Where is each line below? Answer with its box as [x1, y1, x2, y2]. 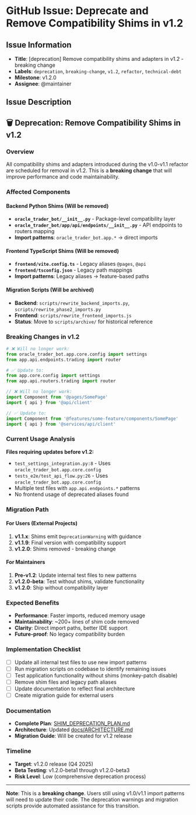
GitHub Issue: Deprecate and [6, 4, 149, 18]
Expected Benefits [6, 598, 60, 607]
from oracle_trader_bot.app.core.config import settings [6, 351, 148, 357]
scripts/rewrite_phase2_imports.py [14, 306, 101, 313]
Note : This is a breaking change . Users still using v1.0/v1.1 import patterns [6, 789, 185, 797]
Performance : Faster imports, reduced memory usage [14, 612, 146, 619]
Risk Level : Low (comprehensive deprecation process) [14, 773, 146, 780]
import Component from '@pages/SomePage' [6, 394, 108, 400]
